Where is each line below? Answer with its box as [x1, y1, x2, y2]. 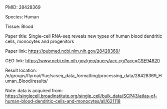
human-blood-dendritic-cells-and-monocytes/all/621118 [5, 98, 121, 104]
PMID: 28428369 [5, 4, 41, 10]
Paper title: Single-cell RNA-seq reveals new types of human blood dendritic [5, 33, 162, 39]
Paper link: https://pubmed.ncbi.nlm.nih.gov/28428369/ [5, 48, 120, 54]
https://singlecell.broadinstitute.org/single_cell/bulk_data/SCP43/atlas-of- [5, 93, 157, 99]
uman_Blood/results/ [5, 78, 48, 84]
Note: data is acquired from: [5, 88, 63, 94]
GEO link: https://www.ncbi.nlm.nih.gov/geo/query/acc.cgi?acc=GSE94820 [5, 58, 160, 64]
